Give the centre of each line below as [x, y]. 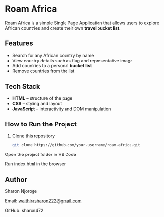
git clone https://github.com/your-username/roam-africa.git [76, 145]
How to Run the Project [41, 124]
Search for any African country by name [53, 55]
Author [16, 179]
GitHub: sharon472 [24, 211]
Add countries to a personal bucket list [52, 65]
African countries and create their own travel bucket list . [63, 28]
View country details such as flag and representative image [72, 61]
